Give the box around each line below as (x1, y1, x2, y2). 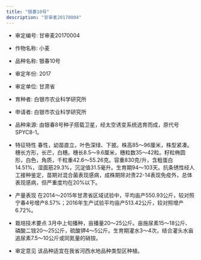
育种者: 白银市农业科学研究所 (14, 95, 87, 103)
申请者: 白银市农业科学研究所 (14, 108, 87, 115)
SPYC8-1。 (14, 128, 43, 136)
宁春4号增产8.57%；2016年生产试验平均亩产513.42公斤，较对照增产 (14, 199, 184, 206)
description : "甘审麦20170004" (6, 14, 82, 20)
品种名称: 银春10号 (14, 57, 61, 64)
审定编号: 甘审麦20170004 (14, 31, 80, 39)
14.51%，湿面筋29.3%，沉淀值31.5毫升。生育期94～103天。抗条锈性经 (14, 163, 190, 171)
